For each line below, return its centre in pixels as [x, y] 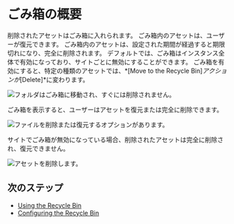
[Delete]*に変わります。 [55, 79]
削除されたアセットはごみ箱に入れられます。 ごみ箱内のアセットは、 [107, 35]
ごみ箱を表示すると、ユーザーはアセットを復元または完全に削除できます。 [115, 110]
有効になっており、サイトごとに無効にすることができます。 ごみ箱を [119, 61]
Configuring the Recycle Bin [58, 213]
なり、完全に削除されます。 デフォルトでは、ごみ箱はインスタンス [122, 53]
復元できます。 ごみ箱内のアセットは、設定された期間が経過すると [116, 44]
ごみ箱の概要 [45, 14]
